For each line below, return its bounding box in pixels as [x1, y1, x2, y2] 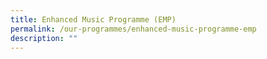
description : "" [10, 33, 78, 43]
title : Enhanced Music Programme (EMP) [10, 14, 177, 25]
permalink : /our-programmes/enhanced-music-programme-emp [10, 24, 257, 34]
